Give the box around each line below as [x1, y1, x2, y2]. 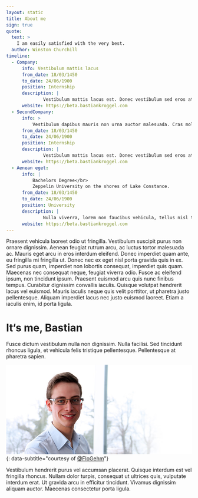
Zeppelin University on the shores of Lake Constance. [32, 183, 170, 190]
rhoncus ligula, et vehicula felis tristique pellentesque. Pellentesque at [6, 347, 176, 354]
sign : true [6, 22, 33, 28]
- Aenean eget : [11, 165, 49, 171]
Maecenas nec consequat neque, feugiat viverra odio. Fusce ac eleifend [6, 269, 181, 276]
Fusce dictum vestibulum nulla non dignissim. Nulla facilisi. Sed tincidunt [6, 341, 183, 348]
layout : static [6, 9, 44, 15]
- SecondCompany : [11, 109, 54, 115]
